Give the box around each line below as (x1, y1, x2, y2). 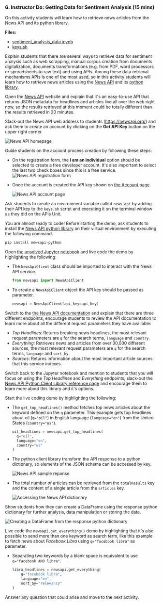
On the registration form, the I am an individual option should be (12, 157, 141, 163)
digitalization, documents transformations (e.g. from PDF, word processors (5, 64, 154, 69)
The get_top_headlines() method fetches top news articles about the (12, 404, 150, 410)
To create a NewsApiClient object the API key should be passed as (12, 287, 144, 293)
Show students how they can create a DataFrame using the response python (5, 504, 158, 510)
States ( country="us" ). (12, 420, 57, 425)
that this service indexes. (12, 360, 62, 366)
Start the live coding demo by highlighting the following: (5, 395, 117, 401)
